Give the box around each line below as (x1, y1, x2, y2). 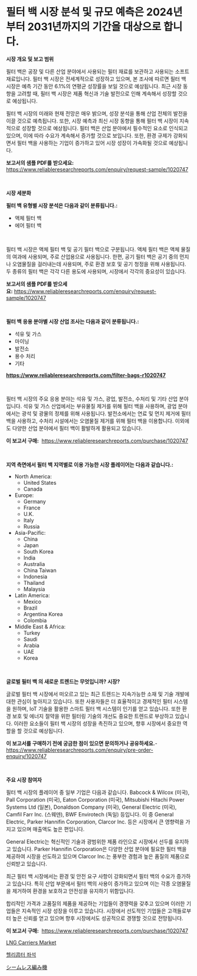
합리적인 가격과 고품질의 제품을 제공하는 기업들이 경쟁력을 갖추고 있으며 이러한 (6, 899, 185, 907)
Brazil (23, 604, 38, 611)
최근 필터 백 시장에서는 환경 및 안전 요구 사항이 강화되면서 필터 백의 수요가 (6, 872, 175, 879)
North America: (14, 472, 52, 480)
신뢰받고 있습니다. (6, 860, 48, 867)
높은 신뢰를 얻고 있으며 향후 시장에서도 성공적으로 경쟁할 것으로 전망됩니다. (12, 914, 183, 922)
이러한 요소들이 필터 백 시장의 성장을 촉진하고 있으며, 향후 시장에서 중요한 (14, 720, 182, 727)
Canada (23, 485, 43, 492)
